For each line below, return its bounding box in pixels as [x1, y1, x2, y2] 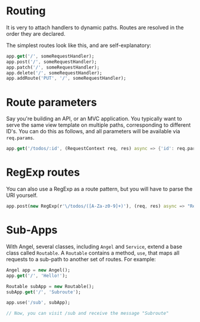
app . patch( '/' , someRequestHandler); [6, 64, 100, 70]
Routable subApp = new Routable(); [6, 283, 95, 289]
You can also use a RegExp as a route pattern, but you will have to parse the [6, 186, 193, 193]
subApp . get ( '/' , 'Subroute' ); [6, 289, 82, 295]
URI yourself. [6, 192, 38, 199]
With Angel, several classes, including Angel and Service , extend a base [6, 243, 183, 250]
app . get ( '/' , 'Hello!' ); [6, 273, 68, 279]
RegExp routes [6, 165, 80, 179]
